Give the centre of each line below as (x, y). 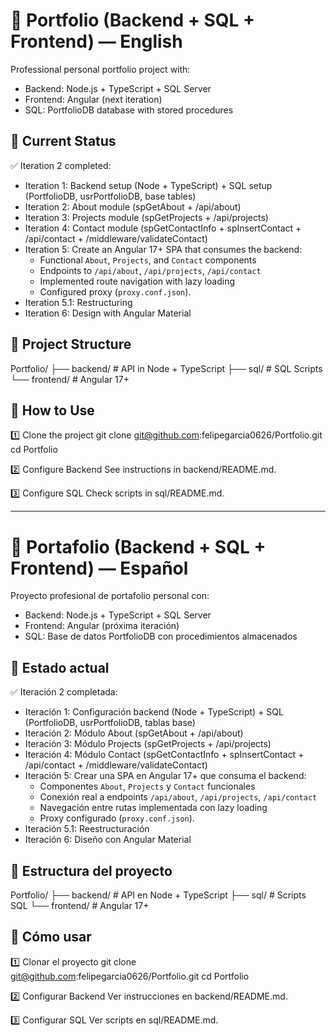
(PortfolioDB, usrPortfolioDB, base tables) (110, 196)
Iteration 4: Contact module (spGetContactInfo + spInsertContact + (163, 228)
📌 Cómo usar (51, 937)
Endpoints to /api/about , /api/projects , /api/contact (150, 270)
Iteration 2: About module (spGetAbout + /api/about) (133, 206)
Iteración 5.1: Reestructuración (87, 829)
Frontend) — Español (99, 568)
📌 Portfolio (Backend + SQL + (133, 20)
